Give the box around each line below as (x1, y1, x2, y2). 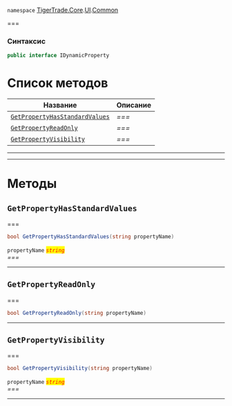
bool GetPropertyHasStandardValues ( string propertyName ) (7, 233, 175, 240)
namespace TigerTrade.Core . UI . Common (7, 6, 119, 14)
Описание (116, 100, 152, 110)
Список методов (7, 75, 108, 91)
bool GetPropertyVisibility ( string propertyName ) (7, 365, 153, 372)
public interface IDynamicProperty (7, 52, 110, 59)
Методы (7, 176, 57, 192)
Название (43, 100, 77, 110)
